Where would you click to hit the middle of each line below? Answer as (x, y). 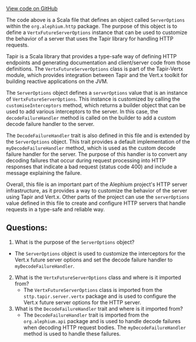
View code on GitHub (32, 9)
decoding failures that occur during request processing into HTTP (86, 160)
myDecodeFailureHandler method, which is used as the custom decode (91, 148)
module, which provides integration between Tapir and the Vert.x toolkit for (97, 75)
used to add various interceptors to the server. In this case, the (82, 112)
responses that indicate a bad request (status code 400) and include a (92, 167)
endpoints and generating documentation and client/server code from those (98, 62)
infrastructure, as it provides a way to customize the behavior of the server (97, 190)
